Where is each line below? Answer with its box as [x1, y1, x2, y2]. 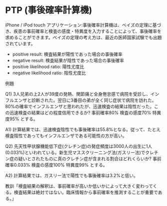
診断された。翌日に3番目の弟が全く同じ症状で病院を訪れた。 [31, 97, 157, 103]
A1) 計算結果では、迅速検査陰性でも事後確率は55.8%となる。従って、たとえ [5, 126, 161, 132]
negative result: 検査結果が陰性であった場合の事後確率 [12, 57, 125, 63]
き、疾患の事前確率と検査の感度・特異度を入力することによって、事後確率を [5, 28, 162, 34]
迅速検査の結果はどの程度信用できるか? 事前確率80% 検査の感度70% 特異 [9, 109, 162, 115]
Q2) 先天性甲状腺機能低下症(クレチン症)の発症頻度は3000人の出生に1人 [5, 143, 153, 149]
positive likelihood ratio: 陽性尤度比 [12, 63, 85, 70]
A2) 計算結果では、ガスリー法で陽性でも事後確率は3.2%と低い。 [5, 172, 138, 178]
